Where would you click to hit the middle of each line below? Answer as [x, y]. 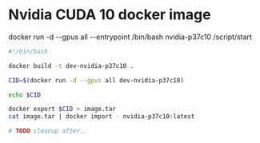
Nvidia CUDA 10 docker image [110, 15]
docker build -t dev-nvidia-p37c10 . [71, 66]
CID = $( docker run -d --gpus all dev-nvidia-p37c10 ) [96, 80]
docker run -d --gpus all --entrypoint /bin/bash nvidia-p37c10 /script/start [130, 37]
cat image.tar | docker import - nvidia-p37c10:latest [102, 117]
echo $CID [25, 95]
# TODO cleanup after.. [48, 131]
